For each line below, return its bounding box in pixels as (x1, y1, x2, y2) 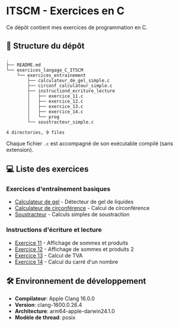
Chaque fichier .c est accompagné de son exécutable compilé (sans (6, 139, 174, 147)
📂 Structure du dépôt (6, 41, 85, 51)
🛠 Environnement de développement (6, 276, 146, 286)
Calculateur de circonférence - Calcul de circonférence (14, 205, 150, 212)
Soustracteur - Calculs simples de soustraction (14, 211, 130, 218)
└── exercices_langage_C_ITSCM (6, 67, 84, 73)
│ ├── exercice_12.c (27, 98, 84, 104)
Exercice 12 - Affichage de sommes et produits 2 (14, 245, 135, 253)
